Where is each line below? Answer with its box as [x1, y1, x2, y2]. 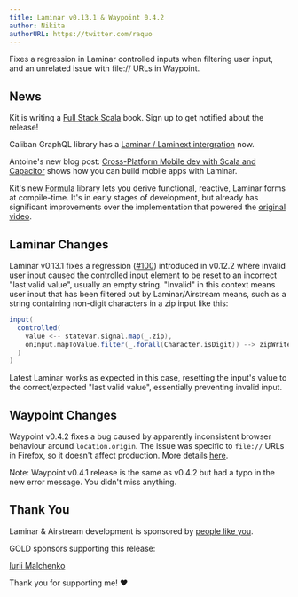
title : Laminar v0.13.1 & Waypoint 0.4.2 [9, 12, 165, 22]
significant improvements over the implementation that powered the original [9, 201, 286, 213]
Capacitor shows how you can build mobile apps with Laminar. [9, 166, 238, 177]
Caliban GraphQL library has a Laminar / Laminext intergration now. [9, 139, 255, 150]
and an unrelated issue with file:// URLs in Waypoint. [9, 63, 200, 74]
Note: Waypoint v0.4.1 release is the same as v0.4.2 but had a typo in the [9, 467, 275, 478]
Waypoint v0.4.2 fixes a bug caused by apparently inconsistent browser [9, 431, 272, 442]
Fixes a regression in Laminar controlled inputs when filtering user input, [9, 54, 273, 65]
